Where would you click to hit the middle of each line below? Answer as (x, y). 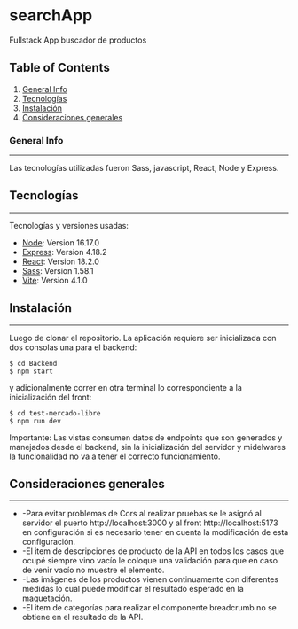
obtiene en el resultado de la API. (82, 617)
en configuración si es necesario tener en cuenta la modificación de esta (155, 532)
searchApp (51, 16)
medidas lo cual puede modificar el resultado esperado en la (133, 589)
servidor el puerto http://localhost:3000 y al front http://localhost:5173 (150, 523)
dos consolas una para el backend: (73, 347)
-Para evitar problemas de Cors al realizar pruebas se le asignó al (141, 514)
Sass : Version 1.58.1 (58, 270)
